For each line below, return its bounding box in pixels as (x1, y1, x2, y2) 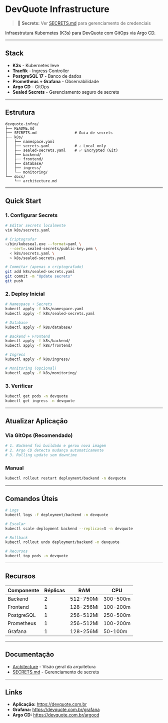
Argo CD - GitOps (12, 84, 49, 90)
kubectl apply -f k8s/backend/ (5, 338, 70, 344)
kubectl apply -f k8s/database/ (5, 325, 72, 330)
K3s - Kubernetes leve (12, 62, 59, 68)
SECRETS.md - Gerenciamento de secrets (12, 669, 99, 675)
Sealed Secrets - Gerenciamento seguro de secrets (12, 89, 119, 95)
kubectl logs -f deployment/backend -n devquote (5, 512, 108, 517)
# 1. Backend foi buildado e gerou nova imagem (5, 443, 106, 448)
